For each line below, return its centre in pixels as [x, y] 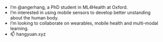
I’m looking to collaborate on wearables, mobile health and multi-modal [84, 23]
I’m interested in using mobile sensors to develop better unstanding [80, 12]
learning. [19, 28]
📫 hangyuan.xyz [28, 34]
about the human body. [34, 18]
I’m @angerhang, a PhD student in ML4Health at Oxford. [69, 7]
